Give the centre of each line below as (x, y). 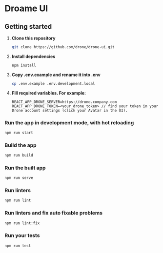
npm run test (18, 246)
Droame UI (26, 9)
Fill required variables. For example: (49, 93)
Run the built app (25, 168)
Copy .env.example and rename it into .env (56, 75)
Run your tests (22, 235)
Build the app (21, 145)
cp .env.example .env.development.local (53, 83)
